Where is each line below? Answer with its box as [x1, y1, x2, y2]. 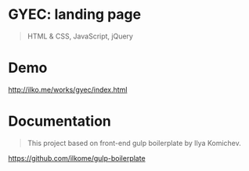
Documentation [8, 112, 112, 130]
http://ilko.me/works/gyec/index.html [8, 85, 128, 94]
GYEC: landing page [8, 5, 142, 24]
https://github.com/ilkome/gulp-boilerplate [8, 153, 146, 162]
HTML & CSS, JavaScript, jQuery [27, 31, 133, 41]
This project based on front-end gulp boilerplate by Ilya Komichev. [27, 138, 241, 147]
